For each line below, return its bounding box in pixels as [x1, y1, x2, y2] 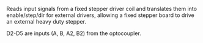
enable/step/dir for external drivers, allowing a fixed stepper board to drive [6, 12, 194, 19]
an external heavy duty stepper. [6, 18, 87, 25]
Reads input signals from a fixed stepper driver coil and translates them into [6, 5, 197, 12]
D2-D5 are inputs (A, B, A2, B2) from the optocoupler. [6, 30, 142, 37]
